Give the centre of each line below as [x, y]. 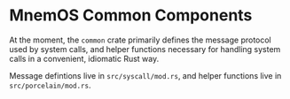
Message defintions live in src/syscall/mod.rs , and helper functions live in [145, 75]
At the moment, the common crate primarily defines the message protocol [141, 40]
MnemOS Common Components [131, 15]
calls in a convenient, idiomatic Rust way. [84, 58]
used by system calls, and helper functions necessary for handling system [145, 49]
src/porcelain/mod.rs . [50, 85]
